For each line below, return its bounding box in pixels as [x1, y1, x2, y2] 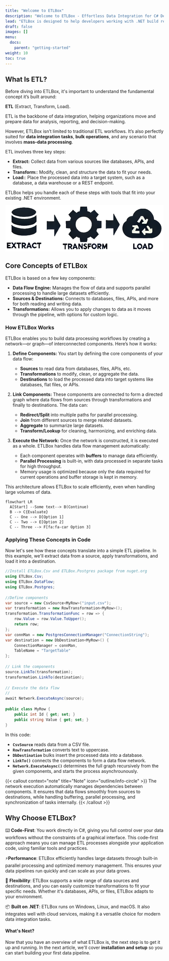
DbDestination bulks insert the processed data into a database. [12, 752, 143, 758]
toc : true [5, 56, 26, 61]
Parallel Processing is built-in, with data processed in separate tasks [20, 458, 163, 464]
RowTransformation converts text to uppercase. [12, 747, 110, 753]
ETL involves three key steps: [5, 149, 66, 155]
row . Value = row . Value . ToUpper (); [14, 617, 87, 622]
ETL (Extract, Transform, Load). [5, 104, 71, 110]
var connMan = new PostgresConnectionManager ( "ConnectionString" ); [5, 632, 150, 637]
